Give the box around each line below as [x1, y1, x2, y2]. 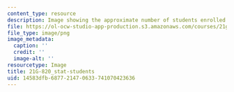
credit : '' [13, 49, 45, 56]
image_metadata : [7, 36, 54, 43]
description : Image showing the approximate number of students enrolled [7, 17, 226, 24]
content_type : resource [7, 10, 77, 17]
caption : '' [13, 42, 49, 49]
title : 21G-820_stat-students [7, 68, 95, 75]
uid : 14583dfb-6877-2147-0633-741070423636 [7, 74, 136, 82]
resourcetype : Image [7, 62, 68, 68]
